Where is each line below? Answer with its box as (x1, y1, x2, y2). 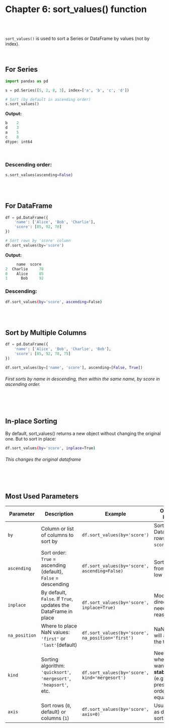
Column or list (41, 525, 74, 532)
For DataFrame (5, 202, 53, 210)
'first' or (41, 635, 66, 642)
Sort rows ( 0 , (41, 702, 71, 709)
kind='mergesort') (82, 674, 126, 681)
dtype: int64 (5, 139, 33, 144)
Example (105, 510, 127, 517)
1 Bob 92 (5, 276, 44, 281)
